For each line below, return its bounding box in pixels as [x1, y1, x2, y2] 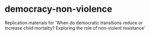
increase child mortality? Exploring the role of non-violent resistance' [4, 25, 146, 31]
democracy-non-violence [4, 3, 112, 15]
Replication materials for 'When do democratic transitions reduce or [4, 20, 143, 26]
